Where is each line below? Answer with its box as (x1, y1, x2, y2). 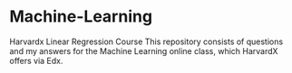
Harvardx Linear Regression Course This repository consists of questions (9, 36, 284, 47)
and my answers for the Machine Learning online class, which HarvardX (9, 45, 278, 56)
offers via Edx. (9, 55, 63, 66)
